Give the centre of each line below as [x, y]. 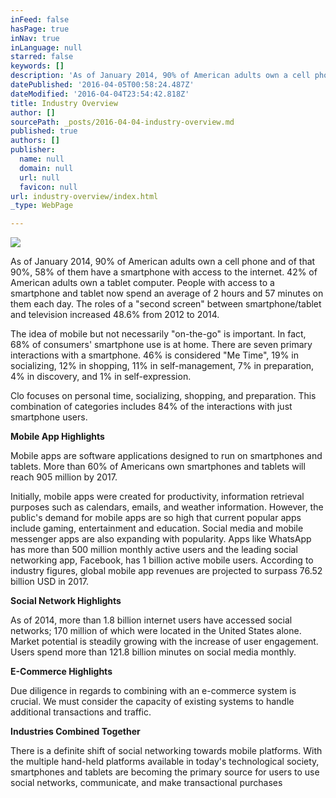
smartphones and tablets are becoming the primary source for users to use [165, 772]
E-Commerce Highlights [61, 672]
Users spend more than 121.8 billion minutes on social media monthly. [153, 652]
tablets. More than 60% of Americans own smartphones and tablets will [158, 467]
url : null [39, 177]
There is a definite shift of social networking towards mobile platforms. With [166, 751]
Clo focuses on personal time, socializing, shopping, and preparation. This [163, 396]
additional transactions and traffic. [81, 712]
